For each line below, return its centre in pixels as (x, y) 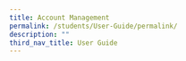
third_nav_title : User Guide (63, 43)
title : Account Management (59, 17)
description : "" (39, 34)
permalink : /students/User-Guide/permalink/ (93, 26)
